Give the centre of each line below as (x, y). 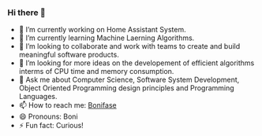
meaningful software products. (69, 55)
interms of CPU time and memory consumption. (96, 72)
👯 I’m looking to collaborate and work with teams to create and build (129, 46)
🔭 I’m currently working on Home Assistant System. (102, 30)
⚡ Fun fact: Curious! (51, 126)
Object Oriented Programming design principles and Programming (126, 88)
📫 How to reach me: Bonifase (67, 105)
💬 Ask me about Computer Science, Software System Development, (129, 80)
